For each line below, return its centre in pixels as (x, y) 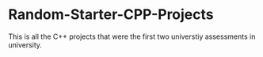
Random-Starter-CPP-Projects (111, 15)
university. (25, 44)
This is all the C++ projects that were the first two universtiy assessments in (132, 36)
